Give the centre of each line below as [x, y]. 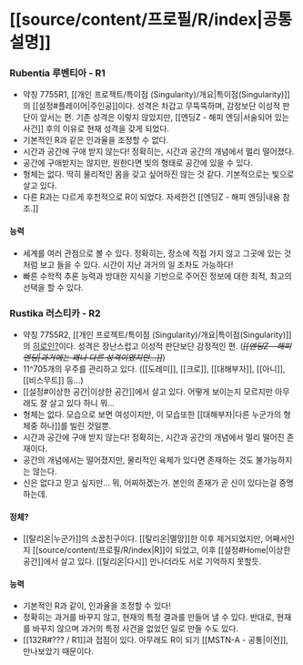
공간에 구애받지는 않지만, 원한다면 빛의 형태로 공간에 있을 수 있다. [137, 163]
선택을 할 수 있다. [53, 287]
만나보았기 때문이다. [58, 651]
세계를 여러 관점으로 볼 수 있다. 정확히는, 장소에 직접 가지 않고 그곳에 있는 [152, 253]
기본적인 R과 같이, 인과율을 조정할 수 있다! [96, 606]
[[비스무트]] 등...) [53, 380]
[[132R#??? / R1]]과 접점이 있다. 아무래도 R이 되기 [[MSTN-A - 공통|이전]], [155, 640]
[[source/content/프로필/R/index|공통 [151, 20]
